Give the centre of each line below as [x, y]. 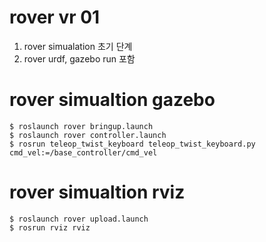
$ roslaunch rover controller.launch [88, 135]
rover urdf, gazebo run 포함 [79, 58]
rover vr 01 [55, 17]
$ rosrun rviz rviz [50, 227]
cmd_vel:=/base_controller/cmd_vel [83, 152]
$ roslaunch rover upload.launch [79, 219]
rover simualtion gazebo [112, 100]
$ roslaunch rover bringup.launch [81, 126]
